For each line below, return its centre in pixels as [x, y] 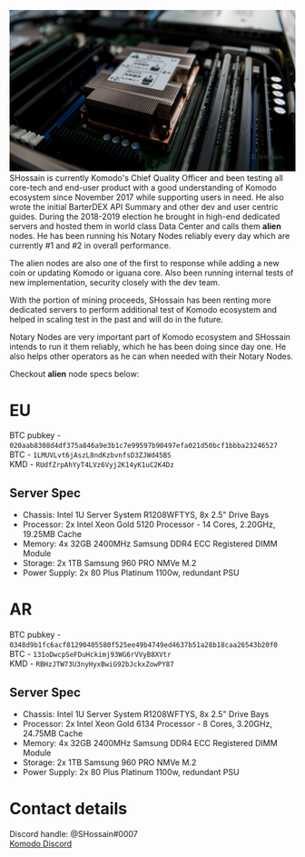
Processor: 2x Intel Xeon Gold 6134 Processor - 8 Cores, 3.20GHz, [147, 724]
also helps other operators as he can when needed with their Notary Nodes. [151, 356]
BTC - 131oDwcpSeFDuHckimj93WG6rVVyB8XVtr [90, 654]
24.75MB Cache [53, 733]
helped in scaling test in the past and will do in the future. [117, 319]
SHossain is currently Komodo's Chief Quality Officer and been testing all [146, 177]
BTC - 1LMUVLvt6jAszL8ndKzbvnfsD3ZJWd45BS [90, 454]
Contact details [69, 809]
